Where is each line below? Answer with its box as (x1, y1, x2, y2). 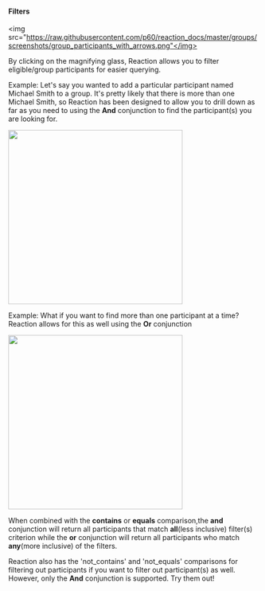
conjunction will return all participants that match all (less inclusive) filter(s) (8, 524, 253, 534)
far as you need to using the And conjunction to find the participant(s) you (8, 106, 252, 115)
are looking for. (8, 114, 58, 123)
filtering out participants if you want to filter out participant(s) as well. (8, 566, 236, 575)
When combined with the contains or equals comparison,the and (8, 516, 224, 526)
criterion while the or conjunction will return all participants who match (8, 533, 240, 542)
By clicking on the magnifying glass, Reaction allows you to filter (8, 57, 220, 66)
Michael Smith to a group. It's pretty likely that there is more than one (8, 88, 235, 99)
